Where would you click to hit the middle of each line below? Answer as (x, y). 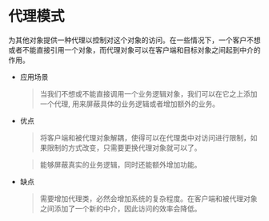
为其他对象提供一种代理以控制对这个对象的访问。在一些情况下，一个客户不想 (134, 40)
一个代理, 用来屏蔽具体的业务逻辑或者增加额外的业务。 (130, 104)
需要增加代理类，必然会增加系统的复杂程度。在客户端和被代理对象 (149, 198)
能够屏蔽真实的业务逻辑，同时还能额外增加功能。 (120, 164)
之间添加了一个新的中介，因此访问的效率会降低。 (120, 208)
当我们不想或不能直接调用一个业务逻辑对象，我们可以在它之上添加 (149, 93)
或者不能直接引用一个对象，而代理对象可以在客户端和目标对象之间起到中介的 (134, 49)
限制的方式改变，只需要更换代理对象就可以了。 (124, 148)
